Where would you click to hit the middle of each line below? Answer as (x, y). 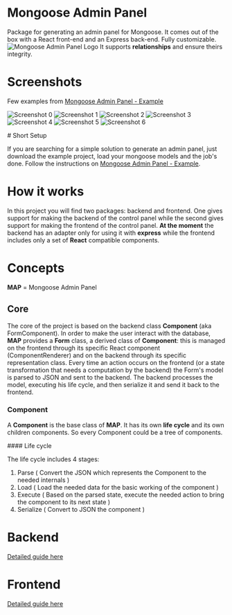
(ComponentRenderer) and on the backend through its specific (97, 355)
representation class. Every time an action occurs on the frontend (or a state (116, 362)
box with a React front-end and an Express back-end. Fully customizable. (112, 39)
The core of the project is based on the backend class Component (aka (109, 326)
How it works (46, 191)
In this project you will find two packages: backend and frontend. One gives (115, 211)
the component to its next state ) (64, 502)
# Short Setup (27, 135)
